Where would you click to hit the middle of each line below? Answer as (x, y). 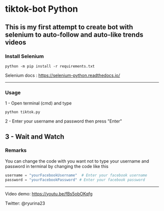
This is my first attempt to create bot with (69, 27)
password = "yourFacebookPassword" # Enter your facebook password (75, 180)
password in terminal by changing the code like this (57, 166)
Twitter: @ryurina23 (25, 203)
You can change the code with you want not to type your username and (77, 161)
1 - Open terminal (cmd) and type (38, 103)
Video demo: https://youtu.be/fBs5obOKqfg (49, 193)
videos (16, 42)
